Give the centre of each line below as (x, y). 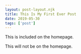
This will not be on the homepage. (39, 46)
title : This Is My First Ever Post (41, 14)
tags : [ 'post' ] (20, 23)
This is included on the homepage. (39, 37)
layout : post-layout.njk (30, 9)
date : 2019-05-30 (22, 18)
